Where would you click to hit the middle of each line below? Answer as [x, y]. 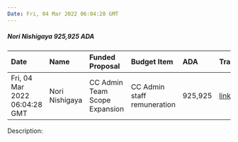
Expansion [107, 109]
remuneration [153, 105]
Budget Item [152, 61]
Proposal [105, 66]
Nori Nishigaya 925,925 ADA [51, 37]
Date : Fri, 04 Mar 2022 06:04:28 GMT [63, 14]
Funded [102, 57]
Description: [25, 131]
